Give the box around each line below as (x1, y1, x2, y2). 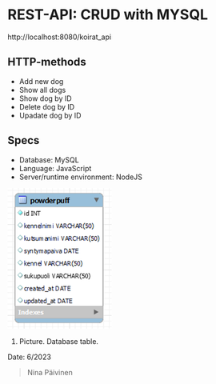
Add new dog (18, 76, 64, 86)
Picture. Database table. (18, 336, 99, 346)
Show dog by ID (18, 94, 73, 103)
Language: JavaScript (18, 163, 92, 173)
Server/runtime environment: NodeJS (18, 172, 143, 182)
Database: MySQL (18, 154, 79, 165)
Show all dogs (18, 85, 66, 94)
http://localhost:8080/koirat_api (7, 32, 112, 42)
